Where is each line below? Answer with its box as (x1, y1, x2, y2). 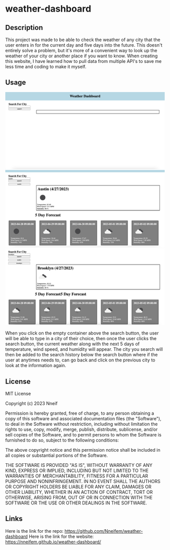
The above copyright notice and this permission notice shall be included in (5, 447, 160, 453)
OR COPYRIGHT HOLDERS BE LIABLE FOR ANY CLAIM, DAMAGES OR (5, 484, 152, 490)
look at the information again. (5, 362, 67, 369)
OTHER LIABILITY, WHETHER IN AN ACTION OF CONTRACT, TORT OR (5, 489, 153, 495)
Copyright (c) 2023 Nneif (5, 400, 58, 407)
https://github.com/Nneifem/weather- (64, 528, 143, 534)
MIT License (5, 391, 31, 397)
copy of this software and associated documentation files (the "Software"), (5, 416, 162, 422)
